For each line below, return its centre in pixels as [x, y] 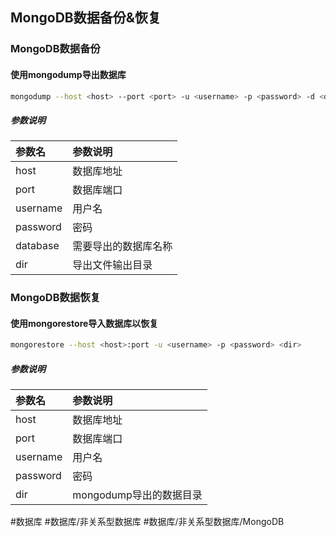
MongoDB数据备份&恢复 [86, 18]
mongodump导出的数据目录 [137, 495]
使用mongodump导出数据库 [68, 74]
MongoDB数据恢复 [55, 298]
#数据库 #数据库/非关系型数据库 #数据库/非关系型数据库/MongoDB [147, 522]
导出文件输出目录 [112, 265]
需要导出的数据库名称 [122, 246]
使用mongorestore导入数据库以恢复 [84, 323]
